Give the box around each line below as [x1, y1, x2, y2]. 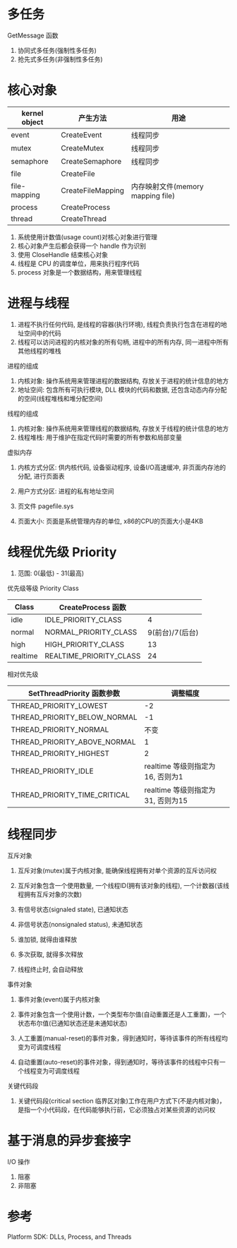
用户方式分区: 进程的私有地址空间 [17, 486, 114, 495]
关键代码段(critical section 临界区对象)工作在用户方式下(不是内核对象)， [17, 1096, 226, 1105]
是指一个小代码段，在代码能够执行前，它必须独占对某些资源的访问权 [17, 1105, 216, 1114]
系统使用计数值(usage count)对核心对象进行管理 [17, 232, 157, 241]
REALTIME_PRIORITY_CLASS [44, 651, 141, 661]
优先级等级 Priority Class [7, 584, 79, 592]
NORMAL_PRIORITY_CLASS [44, 627, 138, 637]
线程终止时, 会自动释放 [17, 965, 83, 973]
